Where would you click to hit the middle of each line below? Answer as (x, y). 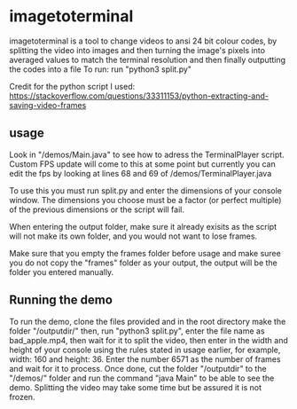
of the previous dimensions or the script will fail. (97, 209)
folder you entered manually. (62, 271)
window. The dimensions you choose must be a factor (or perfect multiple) (145, 200)
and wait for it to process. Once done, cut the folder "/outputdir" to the (138, 368)
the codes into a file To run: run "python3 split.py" (101, 69)
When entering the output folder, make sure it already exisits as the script (143, 226)
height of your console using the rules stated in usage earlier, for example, (145, 350)
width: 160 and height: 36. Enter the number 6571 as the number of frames (145, 359)
